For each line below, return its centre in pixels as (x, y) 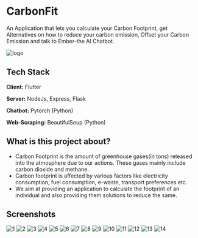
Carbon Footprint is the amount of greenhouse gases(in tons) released (104, 156)
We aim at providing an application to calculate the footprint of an (97, 189)
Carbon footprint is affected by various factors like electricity (92, 176)
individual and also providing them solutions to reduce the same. (96, 195)
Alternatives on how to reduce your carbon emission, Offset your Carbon (98, 34)
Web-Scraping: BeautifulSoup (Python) (56, 122)
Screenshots (31, 214)
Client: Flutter (24, 87)
